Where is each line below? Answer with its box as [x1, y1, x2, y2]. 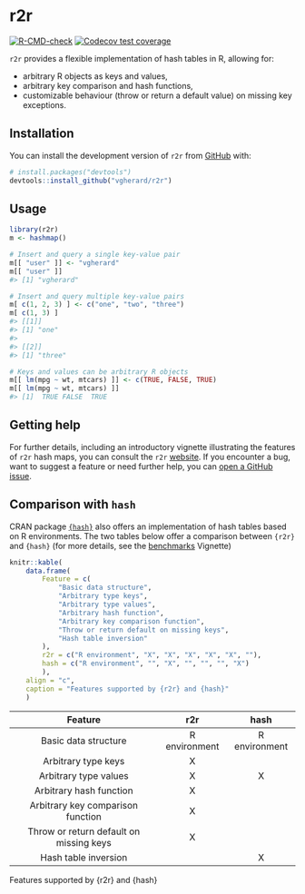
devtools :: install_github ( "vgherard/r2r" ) [9, 176, 172, 185]
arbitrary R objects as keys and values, [22, 70, 168, 82]
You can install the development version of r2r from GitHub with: [9, 150, 251, 161]
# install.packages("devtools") [9, 167, 132, 177]
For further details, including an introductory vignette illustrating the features [9, 441, 296, 452]
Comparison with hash [9, 496, 136, 513]
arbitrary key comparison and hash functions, [22, 80, 193, 91]
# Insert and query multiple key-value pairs [9, 291, 184, 300]
